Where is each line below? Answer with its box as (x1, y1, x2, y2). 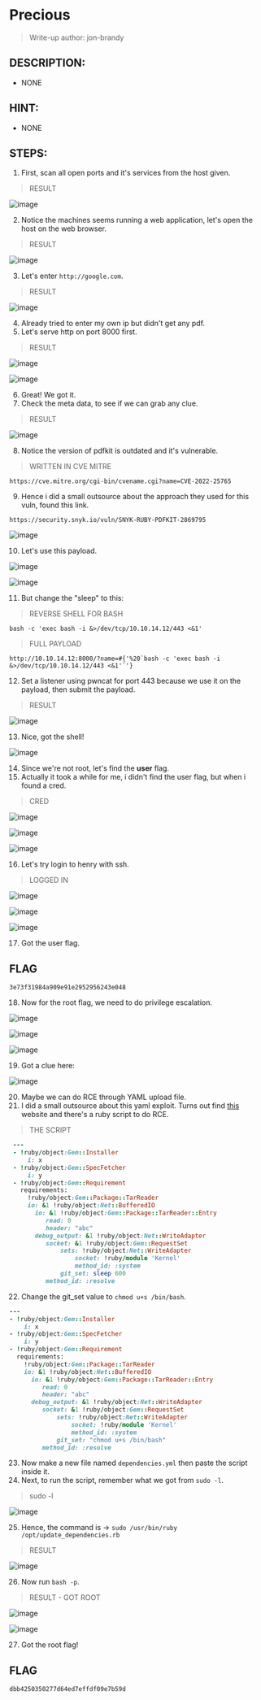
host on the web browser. (20, 224, 107, 233)
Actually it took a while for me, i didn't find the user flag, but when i (20, 772, 246, 782)
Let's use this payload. (20, 546, 98, 556)
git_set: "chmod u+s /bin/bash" (56, 1436, 166, 1444)
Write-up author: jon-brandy (28, 33, 124, 42)
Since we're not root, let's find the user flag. (20, 763, 170, 773)
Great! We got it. (20, 390, 76, 400)
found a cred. (20, 780, 67, 790)
